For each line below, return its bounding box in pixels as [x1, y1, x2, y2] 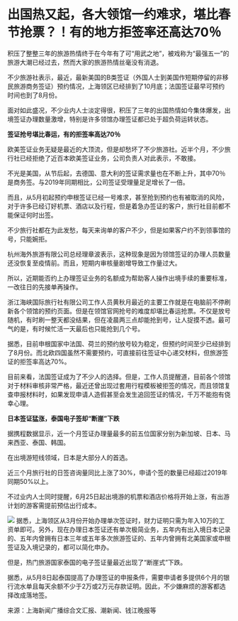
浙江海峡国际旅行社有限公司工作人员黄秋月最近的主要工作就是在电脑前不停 [7, 298, 225, 306]
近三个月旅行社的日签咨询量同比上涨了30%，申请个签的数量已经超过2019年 [7, 468, 228, 477]
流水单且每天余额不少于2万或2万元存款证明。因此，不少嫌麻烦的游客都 [13, 582, 220, 590]
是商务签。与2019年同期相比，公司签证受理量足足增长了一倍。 [7, 178, 189, 186]
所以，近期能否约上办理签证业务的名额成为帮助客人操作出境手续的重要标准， [7, 274, 231, 282]
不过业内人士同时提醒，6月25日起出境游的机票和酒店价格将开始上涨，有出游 [7, 492, 230, 501]
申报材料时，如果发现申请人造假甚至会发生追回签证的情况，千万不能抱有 [13, 390, 225, 399]
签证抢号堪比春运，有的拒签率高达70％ [7, 129, 121, 139]
